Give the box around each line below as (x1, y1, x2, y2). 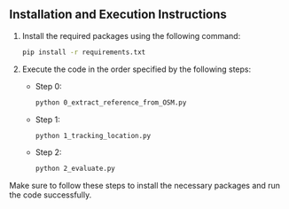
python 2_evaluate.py (35, 164, 115, 174)
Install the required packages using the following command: (21, 30, 241, 41)
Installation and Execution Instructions (9, 7, 228, 22)
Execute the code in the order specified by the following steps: (21, 64, 252, 74)
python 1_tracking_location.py (35, 131, 152, 140)
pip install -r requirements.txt (21, 48, 146, 57)
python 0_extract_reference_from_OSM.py (35, 97, 187, 107)
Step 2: (35, 147, 62, 158)
